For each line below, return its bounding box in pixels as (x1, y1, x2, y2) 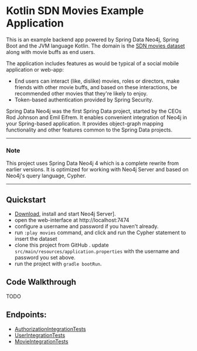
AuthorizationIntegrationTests (14, 325, 86, 332)
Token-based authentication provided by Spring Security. (14, 96, 154, 103)
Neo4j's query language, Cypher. (6, 172, 86, 180)
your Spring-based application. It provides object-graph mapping (6, 120, 164, 127)
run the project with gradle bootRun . (14, 260, 102, 268)
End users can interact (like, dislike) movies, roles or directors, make (14, 77, 180, 85)
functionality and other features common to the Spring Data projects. (6, 126, 173, 133)
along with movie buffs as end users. (6, 48, 96, 55)
